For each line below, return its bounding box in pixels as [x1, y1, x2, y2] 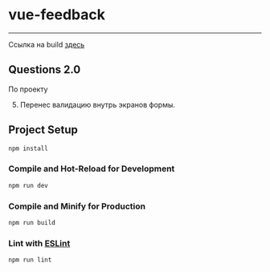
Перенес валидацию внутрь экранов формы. [19, 99, 175, 109]
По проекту [8, 84, 48, 94]
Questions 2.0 [8, 63, 81, 77]
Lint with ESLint [8, 237, 71, 249]
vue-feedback [8, 6, 106, 24]
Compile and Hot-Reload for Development [8, 163, 175, 174]
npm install [8, 144, 48, 152]
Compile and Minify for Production [8, 201, 146, 212]
